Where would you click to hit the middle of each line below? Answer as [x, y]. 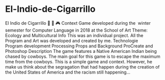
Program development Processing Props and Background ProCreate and [79, 46]
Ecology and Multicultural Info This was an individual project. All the [74, 35]
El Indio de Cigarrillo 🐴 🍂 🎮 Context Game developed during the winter [78, 23]
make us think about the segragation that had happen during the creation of [82, 67]
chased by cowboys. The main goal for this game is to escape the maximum [83, 56]
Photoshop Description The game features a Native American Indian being [81, 51]
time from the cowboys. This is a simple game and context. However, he [79, 61]
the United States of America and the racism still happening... [68, 72]
